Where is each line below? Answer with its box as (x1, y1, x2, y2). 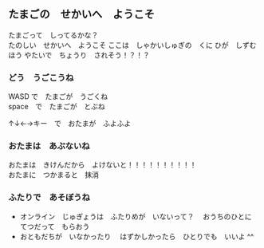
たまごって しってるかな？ (8, 30, 99, 40)
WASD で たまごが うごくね (8, 92, 108, 101)
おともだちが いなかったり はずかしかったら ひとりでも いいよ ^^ (19, 231, 254, 241)
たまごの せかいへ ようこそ (8, 7, 156, 22)
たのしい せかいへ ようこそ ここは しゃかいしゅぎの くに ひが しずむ (8, 40, 257, 49)
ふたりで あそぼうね (8, 192, 90, 203)
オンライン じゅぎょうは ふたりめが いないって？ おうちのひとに (19, 211, 252, 221)
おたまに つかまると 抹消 (8, 170, 100, 179)
